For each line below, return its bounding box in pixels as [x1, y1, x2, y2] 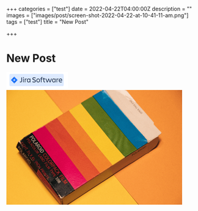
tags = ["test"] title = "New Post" [6, 18, 89, 25]
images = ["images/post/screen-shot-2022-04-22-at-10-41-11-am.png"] [6, 12, 189, 19]
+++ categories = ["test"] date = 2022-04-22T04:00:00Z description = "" [6, 6, 193, 12]
